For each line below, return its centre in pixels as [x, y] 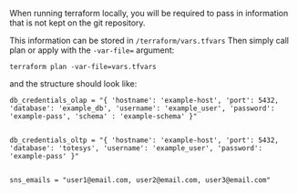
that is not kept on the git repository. [77, 23]
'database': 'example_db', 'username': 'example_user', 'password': [142, 108]
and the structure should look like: [73, 84]
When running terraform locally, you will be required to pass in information [149, 13]
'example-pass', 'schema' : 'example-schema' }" [103, 117]
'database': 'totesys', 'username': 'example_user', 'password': [136, 148]
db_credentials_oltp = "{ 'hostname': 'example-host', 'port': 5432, [144, 140]
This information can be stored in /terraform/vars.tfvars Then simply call [149, 41]
